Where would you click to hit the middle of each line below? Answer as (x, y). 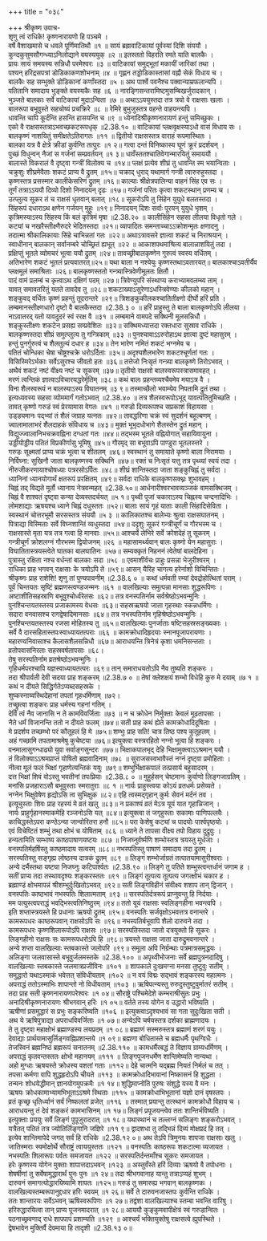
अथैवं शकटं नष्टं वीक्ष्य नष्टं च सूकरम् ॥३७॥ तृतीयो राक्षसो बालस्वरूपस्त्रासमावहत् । (112, 371)
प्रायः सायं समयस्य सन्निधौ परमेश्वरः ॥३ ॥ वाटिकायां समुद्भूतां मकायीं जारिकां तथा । (112, 64)
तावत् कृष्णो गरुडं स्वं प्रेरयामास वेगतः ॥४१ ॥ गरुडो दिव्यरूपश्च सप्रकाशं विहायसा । (111, 407)
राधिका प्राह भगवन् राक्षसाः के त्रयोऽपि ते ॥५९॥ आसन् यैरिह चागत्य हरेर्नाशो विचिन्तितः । (117, 569)
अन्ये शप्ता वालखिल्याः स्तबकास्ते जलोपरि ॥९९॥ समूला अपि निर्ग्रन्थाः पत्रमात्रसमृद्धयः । (115, 948)
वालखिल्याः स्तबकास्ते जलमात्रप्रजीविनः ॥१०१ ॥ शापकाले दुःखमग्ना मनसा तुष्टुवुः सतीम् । (119, 966)
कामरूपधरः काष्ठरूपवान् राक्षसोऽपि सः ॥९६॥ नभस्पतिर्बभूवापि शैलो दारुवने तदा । (109, 921)
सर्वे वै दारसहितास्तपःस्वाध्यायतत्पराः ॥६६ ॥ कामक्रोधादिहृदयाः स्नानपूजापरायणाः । (110, 632)
